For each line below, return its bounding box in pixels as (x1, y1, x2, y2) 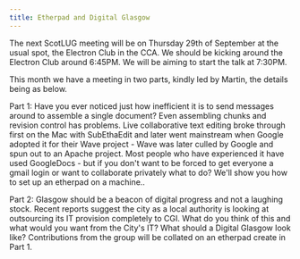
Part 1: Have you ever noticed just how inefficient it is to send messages (9, 100, 275, 112)
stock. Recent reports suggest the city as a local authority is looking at (9, 203, 270, 214)
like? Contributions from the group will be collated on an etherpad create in (9, 231, 287, 242)
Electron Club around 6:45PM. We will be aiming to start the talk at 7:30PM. (9, 56, 287, 67)
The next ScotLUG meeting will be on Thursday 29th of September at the (9, 38, 279, 48)
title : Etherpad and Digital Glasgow (9, 13, 150, 22)
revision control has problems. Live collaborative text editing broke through (9, 120, 287, 130)
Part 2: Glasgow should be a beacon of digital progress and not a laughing (9, 194, 284, 205)
